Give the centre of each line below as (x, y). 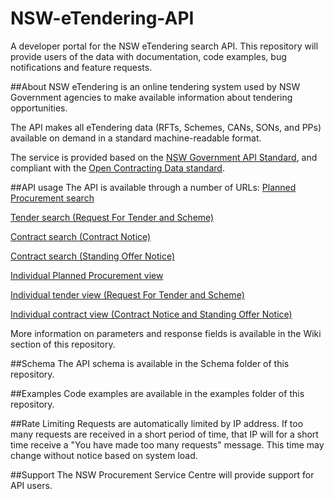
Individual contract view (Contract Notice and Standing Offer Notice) (151, 314)
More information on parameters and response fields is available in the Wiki (166, 333)
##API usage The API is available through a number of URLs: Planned (153, 187)
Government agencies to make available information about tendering (151, 97)
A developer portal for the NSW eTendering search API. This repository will (164, 46)
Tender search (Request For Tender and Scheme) (112, 217)
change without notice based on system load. (104, 455)
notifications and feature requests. (81, 67)
